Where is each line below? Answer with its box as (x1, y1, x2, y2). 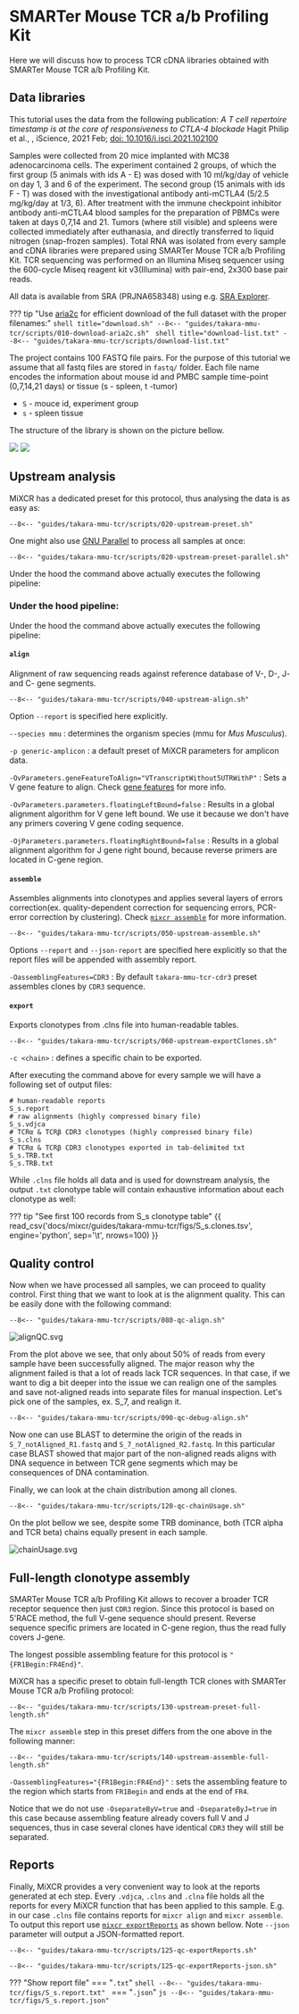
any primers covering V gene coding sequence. (9, 818, 185, 829)
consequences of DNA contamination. (9, 1467, 150, 1478)
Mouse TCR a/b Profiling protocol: (9, 1685, 135, 1696)
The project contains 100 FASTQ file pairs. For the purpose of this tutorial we (9, 352, 291, 363)
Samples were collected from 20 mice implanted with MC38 (9, 150, 230, 161)
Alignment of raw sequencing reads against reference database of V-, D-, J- (9, 668, 291, 680)
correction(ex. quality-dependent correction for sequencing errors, (9, 902, 256, 913)
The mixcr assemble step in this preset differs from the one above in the (9, 1726, 272, 1737)
